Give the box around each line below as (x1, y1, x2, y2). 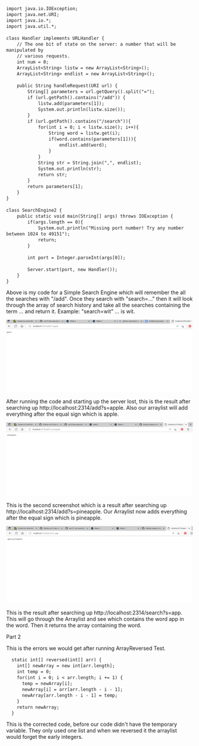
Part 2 (6, 633, 21, 640)
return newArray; (17, 704, 60, 710)
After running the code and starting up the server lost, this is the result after (6, 398, 191, 405)
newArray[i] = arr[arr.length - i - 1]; (21, 686, 123, 693)
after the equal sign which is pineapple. (6, 514, 102, 521)
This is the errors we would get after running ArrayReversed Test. (6, 645, 166, 652)
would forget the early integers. (6, 733, 83, 740)
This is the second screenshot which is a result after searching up (6, 501, 167, 509)
